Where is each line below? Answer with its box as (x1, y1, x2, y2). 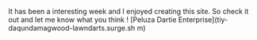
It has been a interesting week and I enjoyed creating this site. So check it (8, 7, 249, 16)
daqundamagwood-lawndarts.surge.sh (8, 24, 136, 32)
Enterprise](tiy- (178, 15, 228, 24)
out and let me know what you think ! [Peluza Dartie (8, 15, 177, 24)
